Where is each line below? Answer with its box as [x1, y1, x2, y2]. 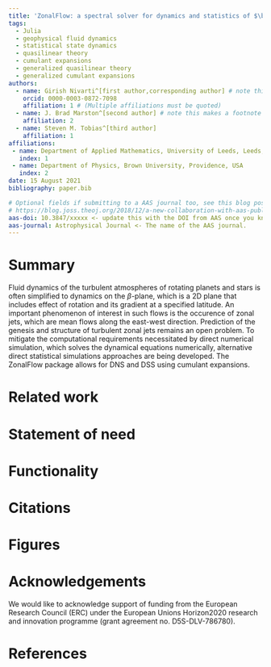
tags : [8, 19, 27, 27]
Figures [8, 536, 60, 554]
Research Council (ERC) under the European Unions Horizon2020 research [8, 608, 258, 618]
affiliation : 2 [23, 117, 74, 125]
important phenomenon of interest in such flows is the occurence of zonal [8, 308, 255, 319]
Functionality [8, 461, 99, 480]
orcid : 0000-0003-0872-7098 [23, 94, 117, 102]
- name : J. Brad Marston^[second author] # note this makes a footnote [15, 110, 262, 118]
